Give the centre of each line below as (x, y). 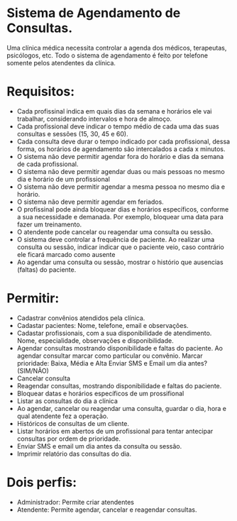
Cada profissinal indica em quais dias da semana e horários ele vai (114, 111)
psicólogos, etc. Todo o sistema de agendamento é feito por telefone (108, 55)
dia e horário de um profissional (64, 179)
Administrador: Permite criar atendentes (75, 502)
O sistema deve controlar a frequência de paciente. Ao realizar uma (116, 239)
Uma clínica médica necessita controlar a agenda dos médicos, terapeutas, (117, 48)
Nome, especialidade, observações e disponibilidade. (95, 340)
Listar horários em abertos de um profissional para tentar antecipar (115, 431)
